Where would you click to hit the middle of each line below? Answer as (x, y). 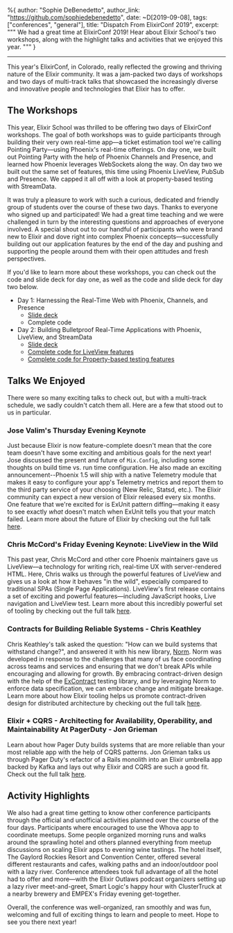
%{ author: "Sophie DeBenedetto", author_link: (74, 10)
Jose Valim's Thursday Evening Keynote (77, 430)
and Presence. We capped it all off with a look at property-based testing (110, 179)
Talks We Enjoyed (46, 381)
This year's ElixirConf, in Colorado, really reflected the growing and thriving (115, 67)
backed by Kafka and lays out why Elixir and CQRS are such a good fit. (108, 767)
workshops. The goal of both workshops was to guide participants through (114, 134)
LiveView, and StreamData (54, 337)
